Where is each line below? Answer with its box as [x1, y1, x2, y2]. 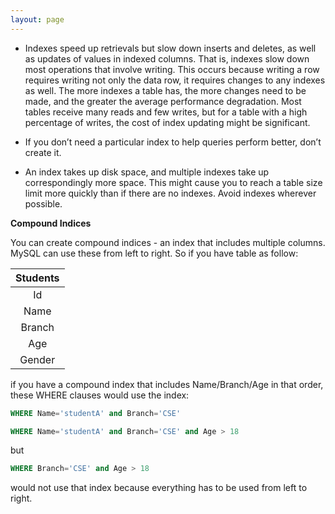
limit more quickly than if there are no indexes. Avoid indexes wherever [24, 187, 317, 199]
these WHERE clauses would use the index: [10, 389, 190, 401]
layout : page [10, 14, 65, 25]
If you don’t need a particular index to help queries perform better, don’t [24, 136, 322, 148]
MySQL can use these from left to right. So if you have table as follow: [10, 247, 299, 259]
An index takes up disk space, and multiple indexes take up [24, 166, 270, 178]
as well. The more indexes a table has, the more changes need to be [24, 84, 307, 96]
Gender [19, 352, 56, 366]
